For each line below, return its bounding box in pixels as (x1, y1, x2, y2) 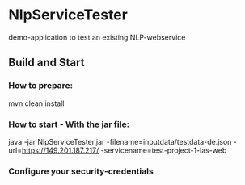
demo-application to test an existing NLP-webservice (8, 32, 186, 42)
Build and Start (8, 56, 85, 69)
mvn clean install (8, 99, 65, 108)
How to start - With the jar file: (8, 119, 130, 130)
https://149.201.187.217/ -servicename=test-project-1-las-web (21, 145, 227, 155)
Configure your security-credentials (8, 166, 154, 177)
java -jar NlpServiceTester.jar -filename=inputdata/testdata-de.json (8, 137, 232, 146)
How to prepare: (8, 80, 74, 91)
